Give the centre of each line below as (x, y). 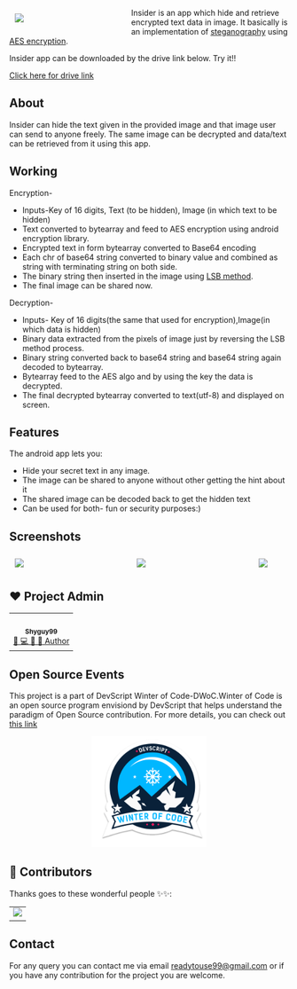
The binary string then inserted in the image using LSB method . (138, 276)
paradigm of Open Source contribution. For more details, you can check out (148, 714)
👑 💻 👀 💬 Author (41, 640)
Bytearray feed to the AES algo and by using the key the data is (137, 376)
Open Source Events (67, 675)
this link (23, 724)
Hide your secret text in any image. (86, 471)
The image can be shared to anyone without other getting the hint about (153, 480)
